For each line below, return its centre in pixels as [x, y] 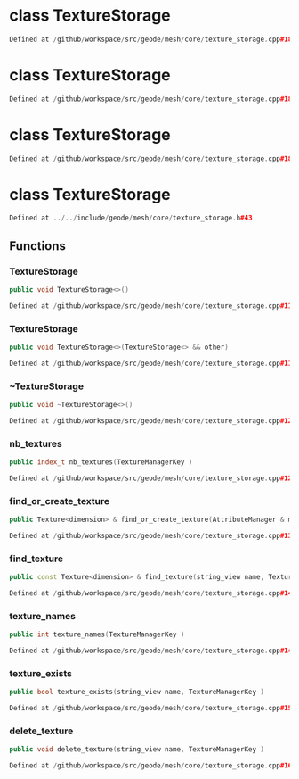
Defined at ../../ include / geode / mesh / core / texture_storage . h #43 [131, 218]
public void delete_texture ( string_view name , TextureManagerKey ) [137, 750]
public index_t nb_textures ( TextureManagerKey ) [101, 462]
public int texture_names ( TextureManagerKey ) [97, 634]
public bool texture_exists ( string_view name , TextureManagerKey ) [137, 692]
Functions [38, 246]
